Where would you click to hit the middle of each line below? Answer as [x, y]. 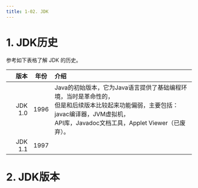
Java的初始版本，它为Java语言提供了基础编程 [118, 87]
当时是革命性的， [90, 96]
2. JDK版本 [33, 177]
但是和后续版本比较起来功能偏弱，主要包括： [116, 105]
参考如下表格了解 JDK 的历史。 [44, 60]
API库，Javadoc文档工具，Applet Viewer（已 [117, 123]
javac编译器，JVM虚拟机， [92, 114]
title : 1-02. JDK [27, 11]
